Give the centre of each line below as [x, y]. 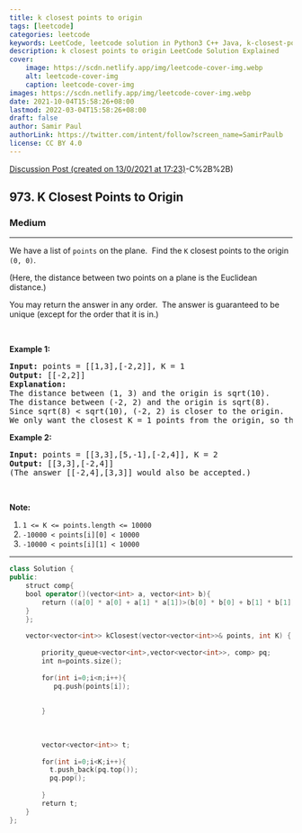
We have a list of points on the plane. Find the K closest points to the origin [149, 251]
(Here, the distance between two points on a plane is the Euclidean [133, 278]
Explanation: [38, 385]
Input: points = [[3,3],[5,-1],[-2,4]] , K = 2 [114, 455]
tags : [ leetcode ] [42, 26]
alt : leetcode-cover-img [72, 77]
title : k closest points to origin [76, 18]
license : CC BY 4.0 [46, 143]
